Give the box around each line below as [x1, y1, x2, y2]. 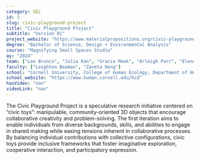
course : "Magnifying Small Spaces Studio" [6, 47, 113, 53]
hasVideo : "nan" [6, 81, 46, 87]
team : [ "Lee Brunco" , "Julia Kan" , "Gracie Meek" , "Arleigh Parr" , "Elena [6, 58, 196, 64]
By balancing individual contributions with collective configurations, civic [6, 133, 185, 141]
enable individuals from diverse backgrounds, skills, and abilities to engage [6, 121, 190, 128]
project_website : [6, 36, 49, 42]
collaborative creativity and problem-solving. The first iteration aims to [6, 115, 179, 122]
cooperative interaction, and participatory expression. [6, 146, 138, 153]
